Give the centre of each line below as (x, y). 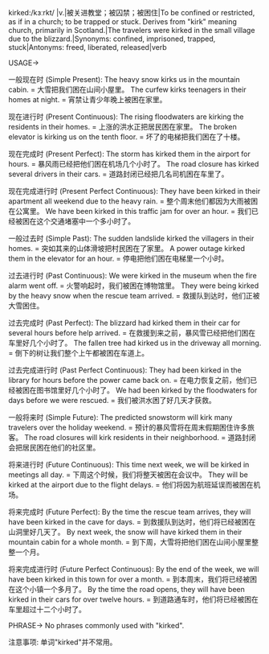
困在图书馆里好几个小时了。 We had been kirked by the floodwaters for (140, 390)
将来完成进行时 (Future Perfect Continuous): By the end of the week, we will (134, 569)
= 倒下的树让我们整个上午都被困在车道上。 (79, 353)
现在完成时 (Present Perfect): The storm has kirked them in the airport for (129, 154)
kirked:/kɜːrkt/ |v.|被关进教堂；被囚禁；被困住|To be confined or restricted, (132, 12)
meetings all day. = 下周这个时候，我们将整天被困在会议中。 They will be (128, 475)
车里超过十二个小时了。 (47, 609)
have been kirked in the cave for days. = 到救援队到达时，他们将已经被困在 (132, 522)
